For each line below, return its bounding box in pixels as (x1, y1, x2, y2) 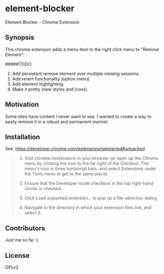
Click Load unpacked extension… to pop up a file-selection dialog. (24, 195, 158, 201)
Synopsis (5, 33, 34, 42)
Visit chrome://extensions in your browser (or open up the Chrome (24, 155, 159, 161)
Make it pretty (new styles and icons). (12, 86, 89, 92)
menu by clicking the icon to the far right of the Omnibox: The (24, 160, 149, 167)
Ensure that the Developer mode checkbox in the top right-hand (24, 180, 153, 186)
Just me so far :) (5, 237, 38, 243)
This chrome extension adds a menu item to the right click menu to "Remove (5, 46, 160, 52)
